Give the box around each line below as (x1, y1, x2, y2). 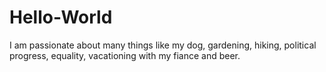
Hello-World (9, 6, 113, 29)
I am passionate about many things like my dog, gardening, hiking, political (9, 39, 317, 51)
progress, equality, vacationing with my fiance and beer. (9, 49, 241, 61)
